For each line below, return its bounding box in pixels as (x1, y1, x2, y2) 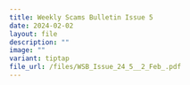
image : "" (9, 46, 46, 55)
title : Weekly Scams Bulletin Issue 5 (9, 12, 153, 22)
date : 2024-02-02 (9, 21, 74, 30)
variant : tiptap (9, 54, 70, 63)
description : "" (9, 37, 70, 47)
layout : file (9, 29, 58, 38)
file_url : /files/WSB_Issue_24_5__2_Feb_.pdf (9, 63, 181, 72)
